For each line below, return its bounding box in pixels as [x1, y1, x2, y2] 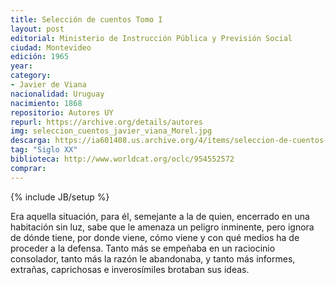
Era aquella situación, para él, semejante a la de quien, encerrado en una [10, 210, 310, 222]
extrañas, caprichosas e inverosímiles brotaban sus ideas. [10, 263, 250, 275]
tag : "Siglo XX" [10, 145, 78, 155]
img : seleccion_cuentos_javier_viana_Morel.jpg [10, 126, 213, 136]
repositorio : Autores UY [10, 107, 114, 118]
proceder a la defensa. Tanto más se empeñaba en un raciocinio [10, 242, 276, 254]
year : [10, 61, 33, 71]
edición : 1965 [10, 52, 70, 62]
